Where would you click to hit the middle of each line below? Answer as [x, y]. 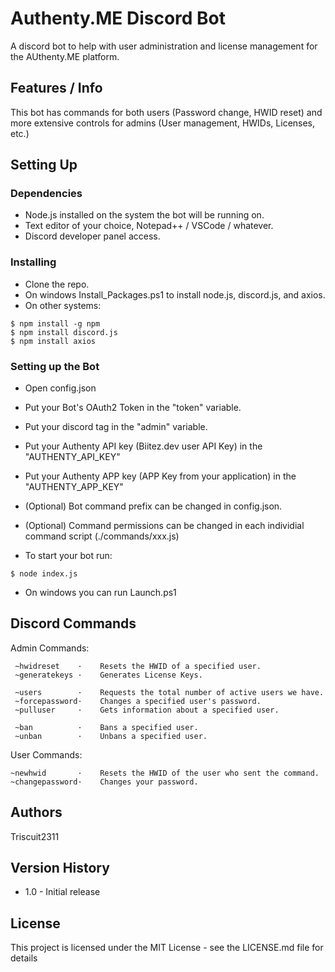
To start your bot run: [68, 556]
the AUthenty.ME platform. [65, 56]
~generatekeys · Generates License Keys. [108, 675]
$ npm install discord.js [64, 332]
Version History [60, 868]
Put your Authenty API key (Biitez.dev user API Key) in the [143, 446]
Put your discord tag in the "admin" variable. [116, 427]
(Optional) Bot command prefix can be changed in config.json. [153, 506]
